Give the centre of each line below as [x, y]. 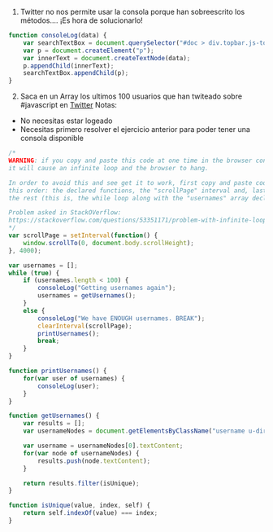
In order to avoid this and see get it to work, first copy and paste [130, 182]
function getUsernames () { [54, 416]
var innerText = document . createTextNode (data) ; [107, 58]
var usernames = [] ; [43, 265]
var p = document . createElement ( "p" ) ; [89, 51]
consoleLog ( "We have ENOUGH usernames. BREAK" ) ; [121, 318]
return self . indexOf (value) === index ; [91, 513]
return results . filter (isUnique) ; [81, 483]
